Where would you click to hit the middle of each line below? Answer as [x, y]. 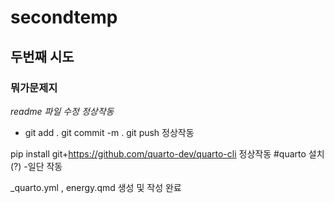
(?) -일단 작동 [36, 166]
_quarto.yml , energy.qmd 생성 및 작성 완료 [96, 187]
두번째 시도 [42, 56]
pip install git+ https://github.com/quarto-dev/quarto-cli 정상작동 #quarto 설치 [167, 153]
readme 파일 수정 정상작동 [62, 111]
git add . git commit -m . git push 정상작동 [109, 132]
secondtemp [64, 17]
